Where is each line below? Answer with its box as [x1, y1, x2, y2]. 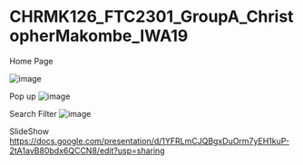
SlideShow [9, 125, 50, 137]
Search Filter [9, 108, 57, 119]
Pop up [9, 91, 36, 102]
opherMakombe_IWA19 [9, 25, 189, 46]
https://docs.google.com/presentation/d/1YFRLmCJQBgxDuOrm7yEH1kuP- [9, 135, 290, 146]
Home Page [9, 55, 54, 66]
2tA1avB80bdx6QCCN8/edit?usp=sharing [9, 145, 165, 156]
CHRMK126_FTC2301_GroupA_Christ [9, 6, 294, 27]
